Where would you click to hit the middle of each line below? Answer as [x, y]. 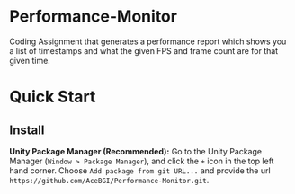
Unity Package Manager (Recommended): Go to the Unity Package [136, 151]
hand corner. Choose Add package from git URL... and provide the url [140, 170]
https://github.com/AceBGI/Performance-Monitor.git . [109, 180]
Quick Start [53, 97]
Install [27, 130]
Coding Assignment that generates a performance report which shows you [148, 41]
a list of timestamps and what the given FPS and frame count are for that [144, 50]
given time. [30, 60]
